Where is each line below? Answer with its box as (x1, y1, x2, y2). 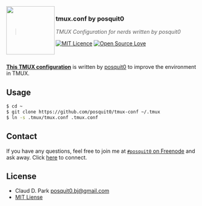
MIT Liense (14, 193, 43, 201)
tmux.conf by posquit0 (55, 14, 125, 23)
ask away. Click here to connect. (6, 153, 87, 161)
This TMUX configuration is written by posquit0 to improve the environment (6, 63, 197, 71)
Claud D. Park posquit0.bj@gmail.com (14, 187, 110, 195)
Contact (6, 131, 37, 141)
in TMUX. (6, 69, 30, 77)
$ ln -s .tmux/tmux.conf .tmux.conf (6, 114, 98, 120)
